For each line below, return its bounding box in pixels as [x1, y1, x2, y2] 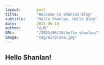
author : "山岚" [5, 26, 49, 31]
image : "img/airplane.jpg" [5, 35, 77, 40]
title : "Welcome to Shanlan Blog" [5, 12, 93, 17]
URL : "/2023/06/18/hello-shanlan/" [5, 30, 99, 35]
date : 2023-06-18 [5, 21, 59, 26]
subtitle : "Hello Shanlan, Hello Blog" [5, 16, 97, 21]
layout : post [5, 7, 46, 12]
